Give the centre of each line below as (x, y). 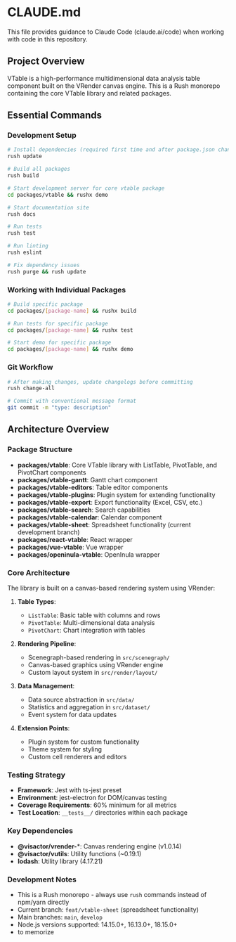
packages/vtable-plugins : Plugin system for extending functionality (116, 495)
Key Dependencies (40, 831)
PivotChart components (52, 472)
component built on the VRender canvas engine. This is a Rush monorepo (114, 86)
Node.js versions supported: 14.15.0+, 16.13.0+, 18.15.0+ (97, 924)
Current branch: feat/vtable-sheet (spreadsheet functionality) (108, 909)
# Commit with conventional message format (72, 401)
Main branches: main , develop (60, 917)
